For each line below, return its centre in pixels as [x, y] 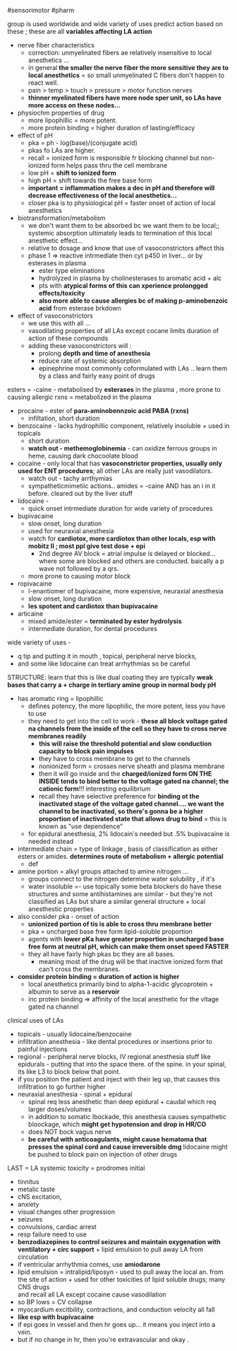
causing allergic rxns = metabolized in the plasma [79, 397]
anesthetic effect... [55, 240]
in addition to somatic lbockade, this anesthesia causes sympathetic [127, 1117]
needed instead [51, 841]
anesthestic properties [61, 909]
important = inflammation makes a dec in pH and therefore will [121, 188]
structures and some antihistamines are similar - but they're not [120, 894]
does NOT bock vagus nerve [69, 1132]
